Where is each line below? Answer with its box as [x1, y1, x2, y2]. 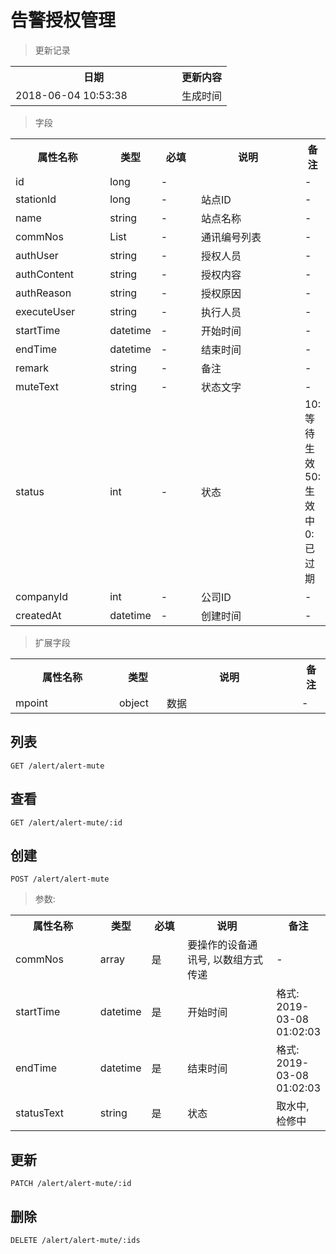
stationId [15, 192, 57, 206]
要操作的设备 [187, 938, 248, 952]
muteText [15, 379, 59, 393]
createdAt [15, 608, 62, 622]
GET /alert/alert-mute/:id [10, 817, 123, 828]
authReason [15, 286, 72, 300]
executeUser [15, 304, 76, 318]
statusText [15, 1106, 65, 1120]
